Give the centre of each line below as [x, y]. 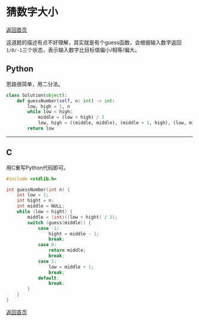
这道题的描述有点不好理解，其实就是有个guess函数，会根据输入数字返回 [94, 42]
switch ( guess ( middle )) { [60, 223]
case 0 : [47, 245]
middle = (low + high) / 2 [71, 117]
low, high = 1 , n [49, 106]
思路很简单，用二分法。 [35, 84]
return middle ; [67, 250]
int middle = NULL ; [41, 206]
